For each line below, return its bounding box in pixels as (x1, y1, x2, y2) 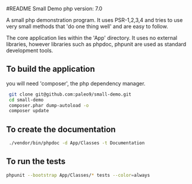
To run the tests (6, 157, 66, 167)
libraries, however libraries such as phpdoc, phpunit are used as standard (6, 41, 187, 47)
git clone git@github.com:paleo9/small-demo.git (8, 91, 132, 97)
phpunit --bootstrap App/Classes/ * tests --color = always (6, 172, 150, 178)
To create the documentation (6, 124, 116, 134)
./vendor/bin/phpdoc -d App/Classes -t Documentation (8, 140, 145, 146)
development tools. (6, 47, 53, 54)
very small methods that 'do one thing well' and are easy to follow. (6, 23, 168, 30)
